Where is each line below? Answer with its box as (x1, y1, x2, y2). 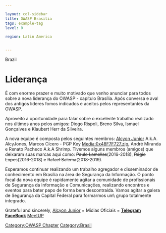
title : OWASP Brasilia (5, 16, 52, 21)
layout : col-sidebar (5, 11, 48, 16)
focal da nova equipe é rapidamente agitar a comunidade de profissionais (5, 177, 156, 183)
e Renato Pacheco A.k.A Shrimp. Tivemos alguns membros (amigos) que (5, 146, 154, 152)
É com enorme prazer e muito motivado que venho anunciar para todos (5, 90, 151, 96)
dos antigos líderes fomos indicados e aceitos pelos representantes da (5, 101, 150, 107)
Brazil (5, 56, 17, 62)
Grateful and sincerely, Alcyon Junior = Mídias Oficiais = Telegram (5, 207, 141, 213)
